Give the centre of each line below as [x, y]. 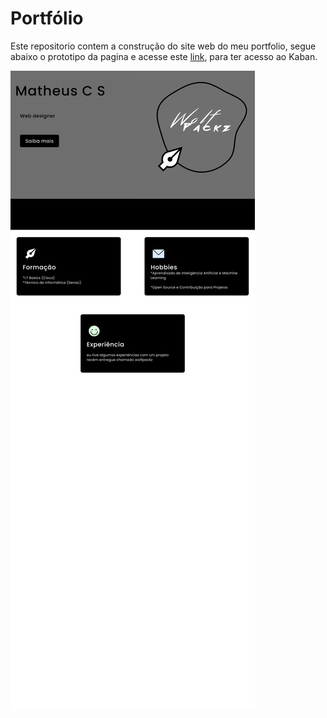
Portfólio [47, 18]
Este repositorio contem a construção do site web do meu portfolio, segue [163, 46]
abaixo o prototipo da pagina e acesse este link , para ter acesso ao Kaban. [164, 56]
